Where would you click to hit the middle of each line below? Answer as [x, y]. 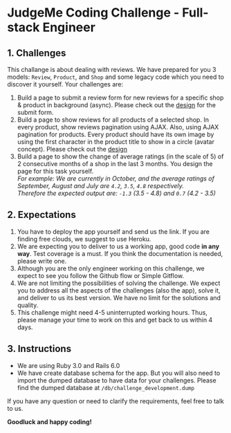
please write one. [42, 261]
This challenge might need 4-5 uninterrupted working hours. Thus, [112, 312]
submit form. [35, 112]
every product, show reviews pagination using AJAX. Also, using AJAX [118, 127]
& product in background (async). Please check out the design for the [117, 105]
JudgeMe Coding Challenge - [93, 13]
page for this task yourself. [55, 171]
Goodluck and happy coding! [49, 422]
